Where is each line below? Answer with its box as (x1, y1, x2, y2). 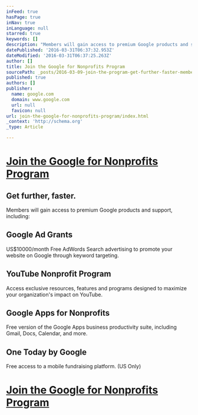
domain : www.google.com (11, 96, 70, 102)
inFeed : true (6, 8, 38, 15)
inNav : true (6, 20, 35, 25)
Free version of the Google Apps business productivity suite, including (6, 323, 177, 331)
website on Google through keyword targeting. (6, 252, 119, 259)
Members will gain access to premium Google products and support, (6, 206, 173, 213)
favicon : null (11, 108, 46, 114)
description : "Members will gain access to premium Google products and (6, 42, 189, 48)
